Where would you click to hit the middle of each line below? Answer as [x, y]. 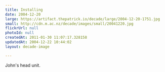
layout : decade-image [27, 47]
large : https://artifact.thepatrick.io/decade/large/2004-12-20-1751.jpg [83, 19]
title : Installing [24, 10]
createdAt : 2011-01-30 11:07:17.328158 [46, 38]
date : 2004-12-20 [23, 14]
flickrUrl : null [22, 28]
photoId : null [20, 33]
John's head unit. [23, 65]
